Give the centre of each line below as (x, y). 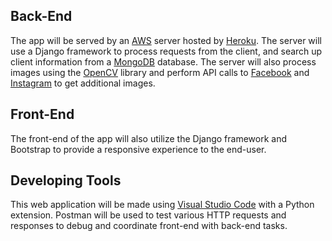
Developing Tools (66, 180)
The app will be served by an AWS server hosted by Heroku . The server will (166, 40)
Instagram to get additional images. (83, 83)
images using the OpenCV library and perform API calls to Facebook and (160, 72)
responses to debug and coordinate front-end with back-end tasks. (149, 226)
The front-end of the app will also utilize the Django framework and (149, 138)
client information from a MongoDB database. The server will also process (163, 61)
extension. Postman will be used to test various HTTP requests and (148, 215)
